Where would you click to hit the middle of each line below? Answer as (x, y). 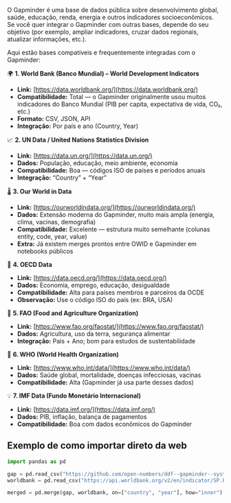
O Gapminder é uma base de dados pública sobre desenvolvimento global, (113, 10)
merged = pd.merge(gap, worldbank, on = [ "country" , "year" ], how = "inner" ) (115, 493)
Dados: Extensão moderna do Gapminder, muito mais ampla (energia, (116, 215)
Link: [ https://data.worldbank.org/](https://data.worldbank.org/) (107, 89)
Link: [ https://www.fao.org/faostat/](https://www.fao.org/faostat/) (110, 327)
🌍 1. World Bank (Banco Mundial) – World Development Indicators (103, 74)
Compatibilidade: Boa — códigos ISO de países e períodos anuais (111, 170)
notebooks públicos (45, 251)
